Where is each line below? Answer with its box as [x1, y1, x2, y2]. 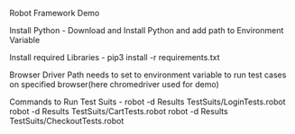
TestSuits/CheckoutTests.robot [9, 116, 124, 126]
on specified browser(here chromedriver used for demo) [9, 79, 219, 89]
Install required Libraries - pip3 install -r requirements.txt [9, 52, 220, 62]
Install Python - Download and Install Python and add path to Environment [9, 25, 284, 35]
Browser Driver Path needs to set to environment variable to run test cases [9, 69, 287, 80]
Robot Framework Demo [9, 8, 100, 18]
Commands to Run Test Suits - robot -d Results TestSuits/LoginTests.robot [9, 96, 286, 107]
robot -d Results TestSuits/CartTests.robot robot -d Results [9, 106, 228, 116]
